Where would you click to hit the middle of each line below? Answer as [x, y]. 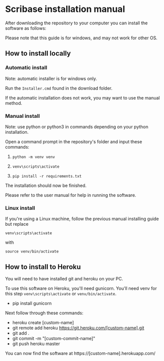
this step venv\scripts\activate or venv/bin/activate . [61, 294]
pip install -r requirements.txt [47, 176]
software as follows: [26, 28]
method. [14, 103]
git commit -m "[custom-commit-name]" [54, 339]
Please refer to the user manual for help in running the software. [71, 195]
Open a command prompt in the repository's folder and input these [74, 141]
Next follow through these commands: [44, 313]
